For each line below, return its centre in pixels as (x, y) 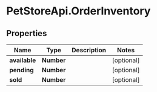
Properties (27, 33)
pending (22, 70)
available (23, 60)
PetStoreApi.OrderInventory (78, 11)
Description (89, 50)
